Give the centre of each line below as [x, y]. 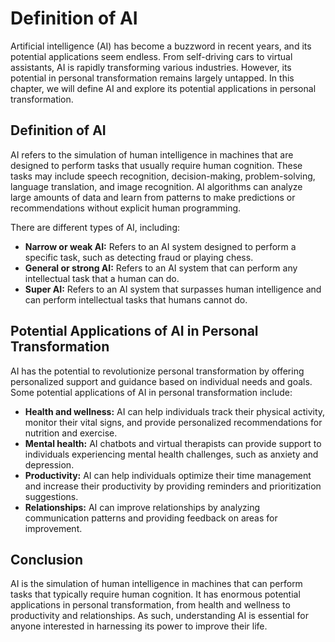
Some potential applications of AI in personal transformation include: [151, 392]
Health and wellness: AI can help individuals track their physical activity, [175, 411]
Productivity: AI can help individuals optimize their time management [168, 475]
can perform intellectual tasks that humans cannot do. [136, 299]
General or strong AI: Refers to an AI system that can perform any [161, 268]
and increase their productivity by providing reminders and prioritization [173, 486]
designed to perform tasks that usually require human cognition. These [156, 165]
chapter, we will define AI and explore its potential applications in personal [163, 88]
